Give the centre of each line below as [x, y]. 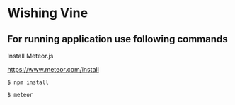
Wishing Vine [48, 13]
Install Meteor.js [30, 56]
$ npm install [28, 82]
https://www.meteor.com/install [53, 69]
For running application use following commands [117, 39]
